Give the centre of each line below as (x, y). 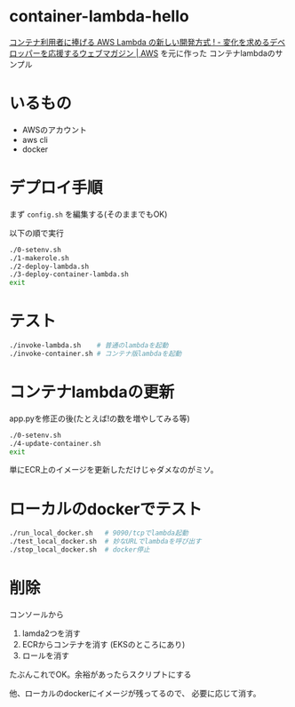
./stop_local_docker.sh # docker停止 (80, 550)
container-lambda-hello (99, 16)
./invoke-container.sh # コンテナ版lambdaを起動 (96, 353)
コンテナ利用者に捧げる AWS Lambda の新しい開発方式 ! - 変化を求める (140, 42)
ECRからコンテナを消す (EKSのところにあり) (104, 644)
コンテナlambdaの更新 (92, 392)
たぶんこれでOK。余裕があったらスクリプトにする (100, 674)
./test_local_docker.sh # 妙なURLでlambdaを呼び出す (105, 542)
